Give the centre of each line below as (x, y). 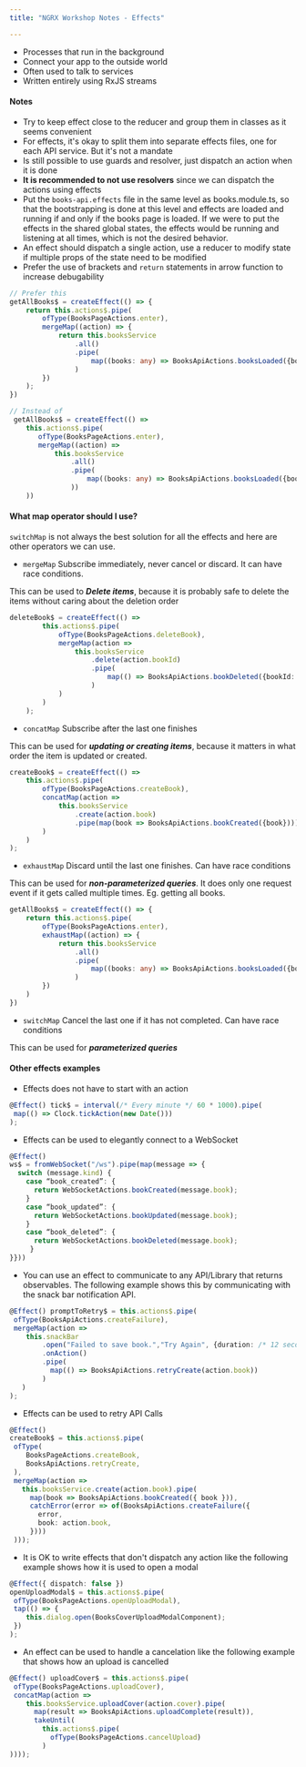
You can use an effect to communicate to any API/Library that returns (153, 1274)
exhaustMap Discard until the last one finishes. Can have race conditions (157, 866)
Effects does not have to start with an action (105, 1088)
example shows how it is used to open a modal (110, 1567)
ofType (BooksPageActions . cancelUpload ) (126, 1738)
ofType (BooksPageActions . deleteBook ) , (132, 635)
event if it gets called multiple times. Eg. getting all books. (117, 893)
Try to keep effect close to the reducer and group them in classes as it (154, 122)
